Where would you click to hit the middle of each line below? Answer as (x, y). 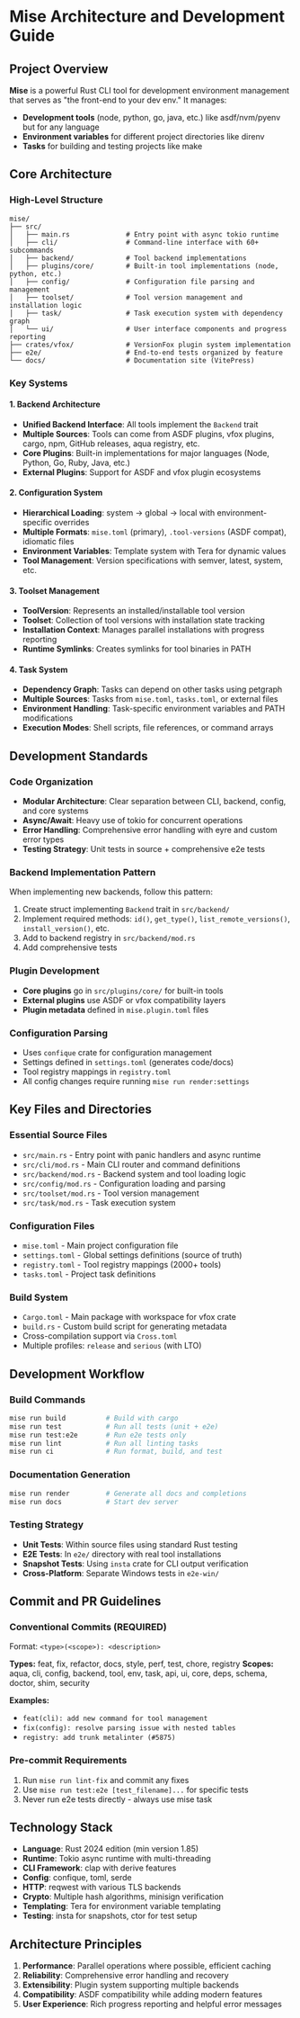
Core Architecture (61, 174)
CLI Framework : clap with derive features (99, 1868)
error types (43, 839)
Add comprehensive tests (70, 947)
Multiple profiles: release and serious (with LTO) (112, 1346)
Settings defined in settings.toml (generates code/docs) (128, 1062)
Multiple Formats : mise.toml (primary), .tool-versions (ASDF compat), (154, 532)
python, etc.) (36, 274)
